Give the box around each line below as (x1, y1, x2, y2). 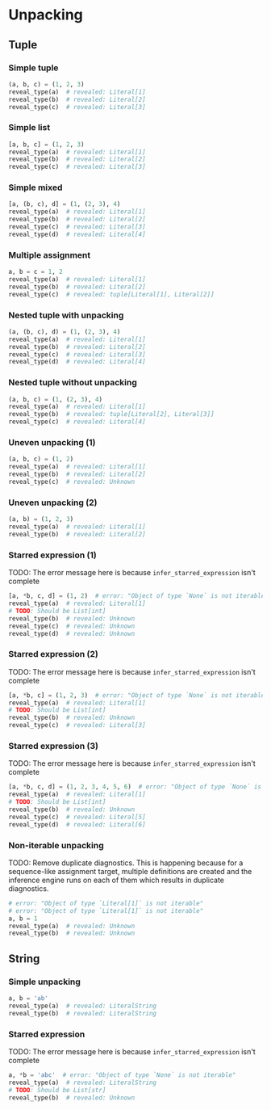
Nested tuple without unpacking (8, 377, 137, 389)
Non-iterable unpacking (8, 839, 105, 851)
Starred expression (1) (8, 549, 97, 561)
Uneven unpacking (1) (8, 437, 96, 448)
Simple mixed (8, 182, 63, 193)
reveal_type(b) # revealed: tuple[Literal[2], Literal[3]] (8, 410, 215, 418)
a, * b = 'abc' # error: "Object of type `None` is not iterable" (8, 1070, 236, 1079)
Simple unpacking (8, 976, 81, 987)
